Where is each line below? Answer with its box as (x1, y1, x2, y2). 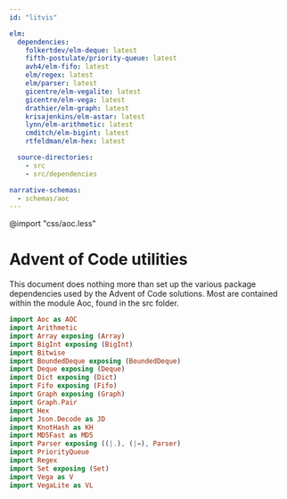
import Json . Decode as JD (9, 414, 105, 423)
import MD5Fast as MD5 (9, 431, 94, 440)
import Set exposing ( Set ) (9, 464, 110, 473)
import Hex (9, 406, 50, 415)
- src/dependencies (25, 169, 98, 178)
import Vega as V (9, 472, 74, 481)
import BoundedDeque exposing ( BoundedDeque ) (9, 356, 181, 365)
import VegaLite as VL (9, 480, 94, 490)
